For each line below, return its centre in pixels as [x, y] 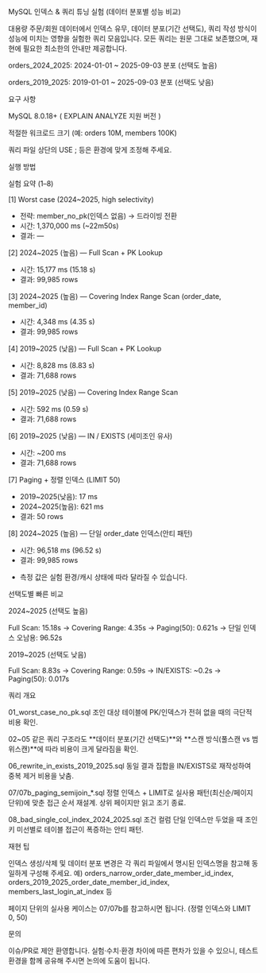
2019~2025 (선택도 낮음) [48, 655]
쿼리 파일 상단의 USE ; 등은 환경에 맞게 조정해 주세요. [90, 150]
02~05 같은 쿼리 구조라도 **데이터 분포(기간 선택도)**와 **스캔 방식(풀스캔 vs [129, 739]
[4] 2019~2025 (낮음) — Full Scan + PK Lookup [85, 349]
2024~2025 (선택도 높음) [48, 611]
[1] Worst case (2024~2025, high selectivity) [81, 200]
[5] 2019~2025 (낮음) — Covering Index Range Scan [93, 392]
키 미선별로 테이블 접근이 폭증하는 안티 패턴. [76, 830]
